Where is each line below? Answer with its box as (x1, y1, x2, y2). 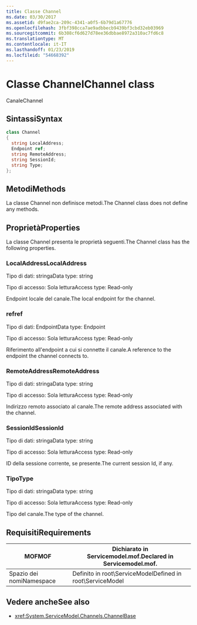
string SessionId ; (11, 157, 57, 163)
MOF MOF (24, 552, 52, 560)
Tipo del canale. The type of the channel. (6, 511, 104, 518)
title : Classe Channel (6, 8, 62, 15)
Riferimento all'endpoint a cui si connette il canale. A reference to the (6, 346, 172, 353)
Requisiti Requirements (6, 528, 91, 538)
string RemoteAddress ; (11, 151, 67, 157)
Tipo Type (6, 475, 34, 483)
